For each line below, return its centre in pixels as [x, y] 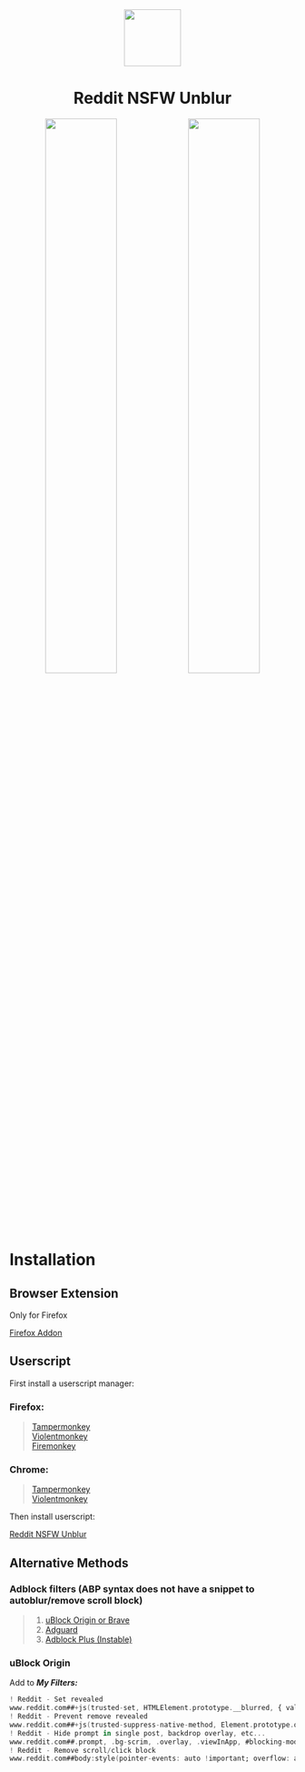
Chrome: [29, 1469]
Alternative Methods [69, 1563]
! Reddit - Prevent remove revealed [79, 1716]
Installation [53, 1260]
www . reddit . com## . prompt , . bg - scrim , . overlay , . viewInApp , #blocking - [148, 1742]
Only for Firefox [39, 1315]
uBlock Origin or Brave [87, 1620]
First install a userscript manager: [72, 1383]
